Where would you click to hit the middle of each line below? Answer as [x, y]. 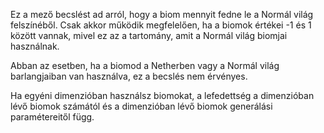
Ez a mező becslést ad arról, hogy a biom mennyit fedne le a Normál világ [162, 14]
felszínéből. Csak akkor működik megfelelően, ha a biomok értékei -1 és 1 [161, 25]
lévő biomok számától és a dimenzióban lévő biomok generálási [141, 106]
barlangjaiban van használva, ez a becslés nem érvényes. [129, 76]
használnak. [35, 46]
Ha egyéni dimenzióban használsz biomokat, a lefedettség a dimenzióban [162, 95]
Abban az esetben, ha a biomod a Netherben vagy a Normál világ [145, 65]
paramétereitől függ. [52, 117]
